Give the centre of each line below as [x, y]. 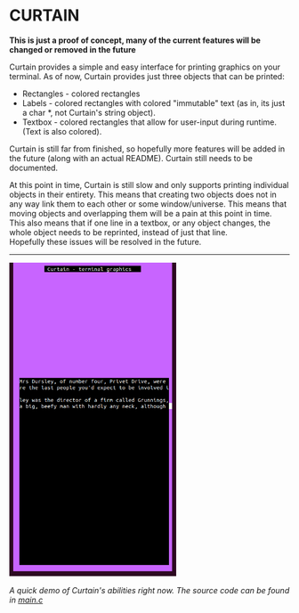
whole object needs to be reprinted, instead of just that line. [119, 232]
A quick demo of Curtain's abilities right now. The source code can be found [149, 591]
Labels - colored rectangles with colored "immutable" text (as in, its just [154, 102]
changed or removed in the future [73, 49]
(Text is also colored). [62, 131]
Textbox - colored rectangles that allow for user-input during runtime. [149, 122]
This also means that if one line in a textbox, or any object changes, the [140, 223]
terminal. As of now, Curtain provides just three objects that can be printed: [147, 76]
